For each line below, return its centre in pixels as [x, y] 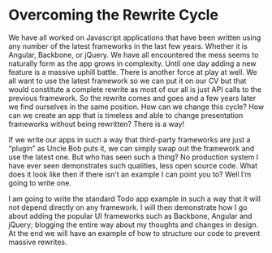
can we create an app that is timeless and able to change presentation [126, 115]
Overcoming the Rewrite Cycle [114, 15]
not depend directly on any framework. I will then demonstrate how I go [128, 207]
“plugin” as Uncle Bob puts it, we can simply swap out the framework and [132, 148]
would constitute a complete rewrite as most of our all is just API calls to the [135, 89]
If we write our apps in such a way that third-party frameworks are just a [130, 139]
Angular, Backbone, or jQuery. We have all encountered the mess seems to [134, 55]
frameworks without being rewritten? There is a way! [97, 124]
